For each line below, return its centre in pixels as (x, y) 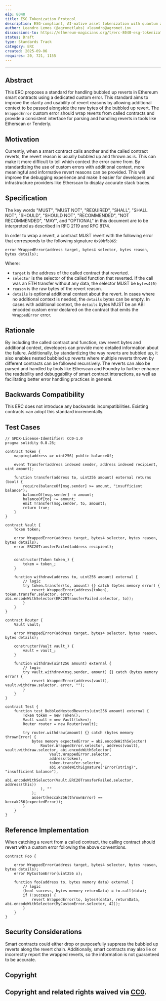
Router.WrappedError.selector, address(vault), (90, 746)
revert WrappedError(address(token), (70, 590)
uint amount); (20, 469)
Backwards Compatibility (45, 395)
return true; (36, 508)
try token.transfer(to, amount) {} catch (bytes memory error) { (92, 586)
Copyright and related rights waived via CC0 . (76, 992)
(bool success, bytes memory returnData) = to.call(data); (85, 891)
